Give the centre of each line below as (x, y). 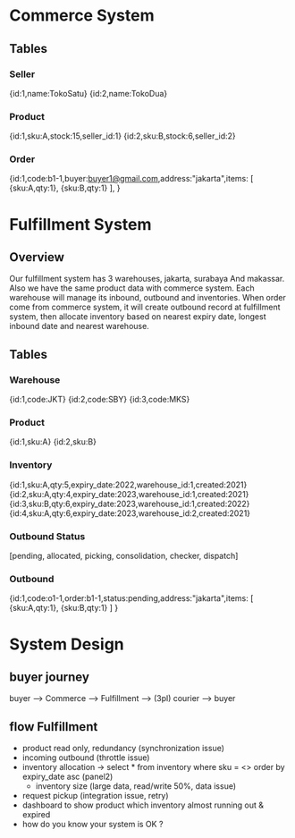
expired (36, 815)
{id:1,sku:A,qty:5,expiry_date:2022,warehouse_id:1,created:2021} (128, 485)
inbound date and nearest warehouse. (79, 326)
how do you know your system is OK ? (93, 825)
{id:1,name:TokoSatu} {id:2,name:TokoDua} (88, 93)
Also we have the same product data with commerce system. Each (132, 288)
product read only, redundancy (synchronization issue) (123, 749)
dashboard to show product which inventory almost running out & (143, 805)
